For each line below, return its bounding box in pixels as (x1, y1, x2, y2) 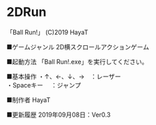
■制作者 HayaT (6, 95, 51, 104)
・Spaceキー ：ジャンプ (6, 81, 81, 89)
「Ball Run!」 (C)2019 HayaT (6, 28, 88, 36)
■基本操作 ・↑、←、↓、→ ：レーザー (6, 72, 121, 81)
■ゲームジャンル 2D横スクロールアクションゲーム (6, 42, 150, 51)
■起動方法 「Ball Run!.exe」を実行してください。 (6, 57, 148, 66)
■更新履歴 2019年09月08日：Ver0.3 (6, 110, 111, 119)
